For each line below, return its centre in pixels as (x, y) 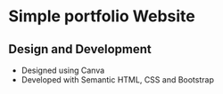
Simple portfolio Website (102, 16)
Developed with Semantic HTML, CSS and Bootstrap (118, 80)
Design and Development (80, 49)
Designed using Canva (63, 70)
